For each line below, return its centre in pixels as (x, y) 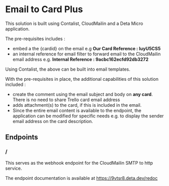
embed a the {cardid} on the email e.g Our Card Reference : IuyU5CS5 (87, 48)
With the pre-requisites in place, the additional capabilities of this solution (82, 79)
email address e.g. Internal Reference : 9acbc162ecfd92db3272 (80, 59)
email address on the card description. (53, 121)
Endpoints (22, 137)
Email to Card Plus (44, 9)
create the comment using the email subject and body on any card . (83, 94)
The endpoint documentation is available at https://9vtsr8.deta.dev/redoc (81, 178)
